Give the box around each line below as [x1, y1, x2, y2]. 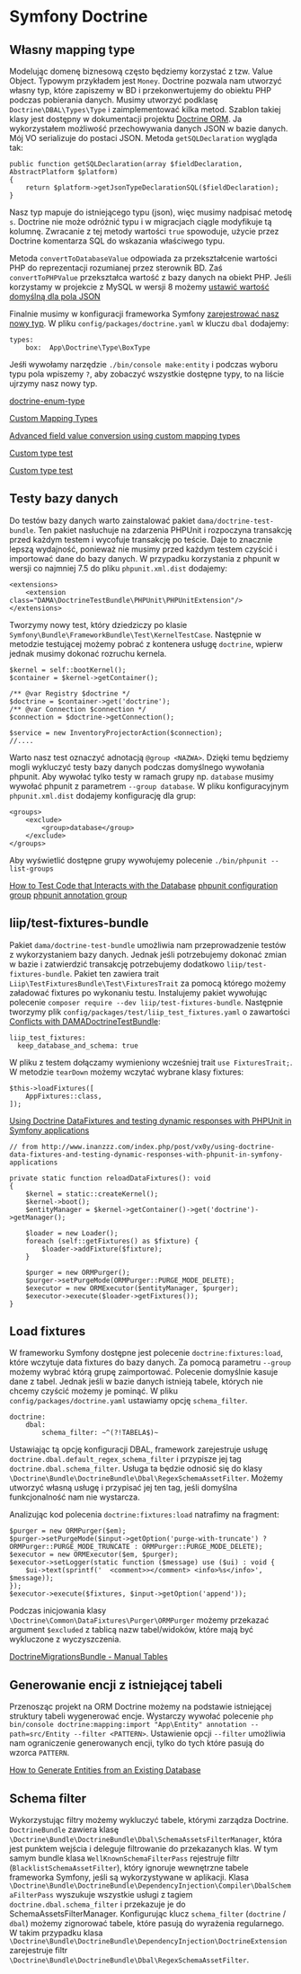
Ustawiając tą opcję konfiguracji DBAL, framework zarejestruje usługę [9, 1444, 268, 1455]
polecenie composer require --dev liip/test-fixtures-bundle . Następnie [9, 996, 283, 1007]
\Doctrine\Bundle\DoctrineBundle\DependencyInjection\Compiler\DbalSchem [9, 1881, 292, 1890]
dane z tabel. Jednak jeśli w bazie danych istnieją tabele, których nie [9, 1376, 263, 1387]
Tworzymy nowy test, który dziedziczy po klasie [9, 619, 188, 630]
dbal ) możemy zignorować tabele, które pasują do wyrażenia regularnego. [9, 1918, 285, 1929]
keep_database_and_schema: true [17, 1040, 139, 1050]
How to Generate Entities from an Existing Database [9, 1765, 201, 1775]
